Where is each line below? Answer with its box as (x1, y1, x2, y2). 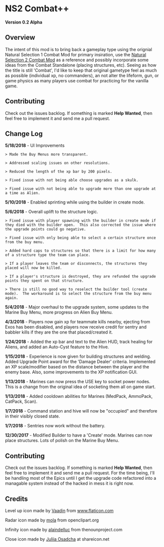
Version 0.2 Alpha (5, 19, 42, 25)
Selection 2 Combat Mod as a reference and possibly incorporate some (5, 57, 149, 63)
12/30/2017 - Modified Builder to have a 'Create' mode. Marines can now (5, 432, 153, 438)
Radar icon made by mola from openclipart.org (5, 517, 99, 523)
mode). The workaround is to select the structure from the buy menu (5, 291, 152, 296)
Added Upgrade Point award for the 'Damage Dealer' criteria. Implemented (5, 359, 156, 365)
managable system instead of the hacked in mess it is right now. (5, 480, 134, 486)
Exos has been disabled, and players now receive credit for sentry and (5, 324, 147, 330)
